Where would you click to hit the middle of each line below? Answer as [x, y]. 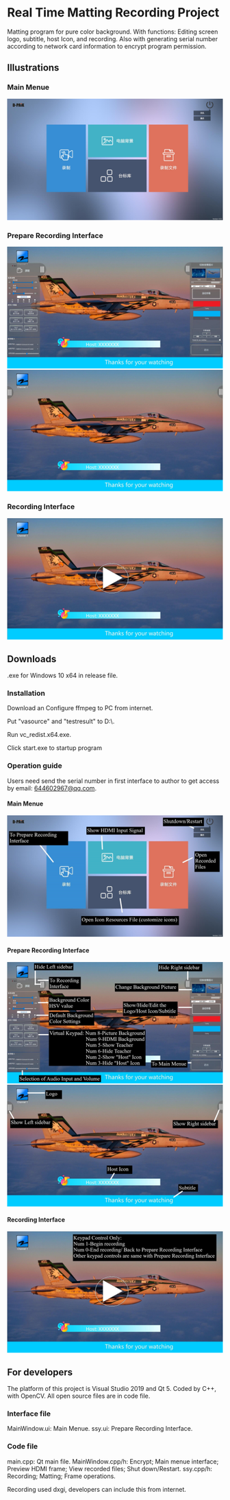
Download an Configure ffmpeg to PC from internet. [80, 708]
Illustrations [33, 68]
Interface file [29, 1414]
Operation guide [35, 766]
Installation [26, 693]
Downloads [32, 659]
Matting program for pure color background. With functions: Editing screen [113, 32]
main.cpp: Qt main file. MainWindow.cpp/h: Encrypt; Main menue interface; [113, 1461]
